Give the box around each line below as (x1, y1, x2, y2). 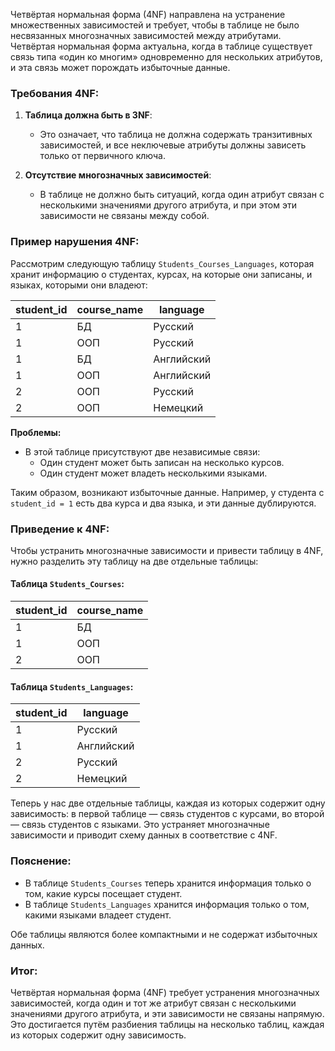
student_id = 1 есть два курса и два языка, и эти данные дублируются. (10, 497, 317, 509)
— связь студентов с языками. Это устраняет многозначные (10, 819, 270, 831)
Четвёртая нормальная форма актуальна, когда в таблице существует (10, 40, 313, 52)
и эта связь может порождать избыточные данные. (10, 62, 231, 73)
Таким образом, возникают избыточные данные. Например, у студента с (10, 486, 325, 498)
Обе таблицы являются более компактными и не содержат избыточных (10, 928, 318, 940)
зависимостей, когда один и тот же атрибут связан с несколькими (10, 997, 297, 1009)
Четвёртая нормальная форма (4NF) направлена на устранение (10, 9, 286, 20)
